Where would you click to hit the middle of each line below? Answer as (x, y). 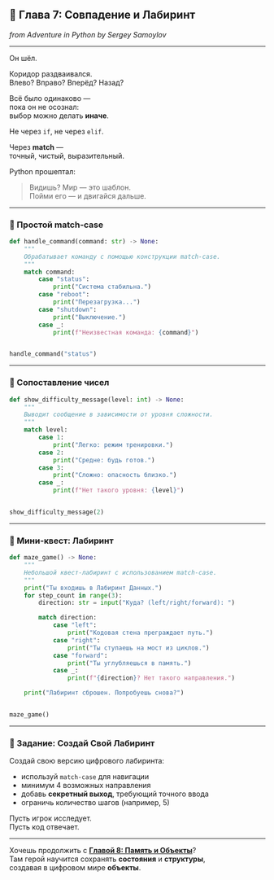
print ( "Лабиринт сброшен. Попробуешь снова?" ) (104, 693)
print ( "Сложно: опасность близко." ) (115, 475)
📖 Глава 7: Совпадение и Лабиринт (102, 15)
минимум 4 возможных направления (86, 786)
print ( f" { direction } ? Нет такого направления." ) (151, 678)
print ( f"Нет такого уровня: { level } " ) (118, 490)
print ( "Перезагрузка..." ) (96, 302)
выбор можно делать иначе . (59, 116)
